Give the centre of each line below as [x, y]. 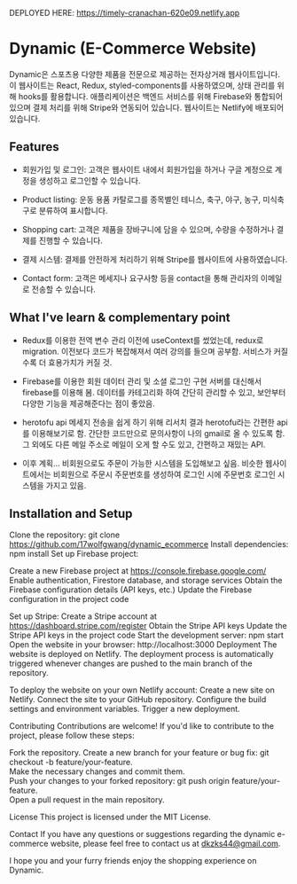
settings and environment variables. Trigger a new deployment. [125, 709]
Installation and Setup [71, 513]
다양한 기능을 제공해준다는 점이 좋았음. [88, 403]
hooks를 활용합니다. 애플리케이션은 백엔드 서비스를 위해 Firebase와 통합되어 [151, 96]
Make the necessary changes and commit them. [97, 771]
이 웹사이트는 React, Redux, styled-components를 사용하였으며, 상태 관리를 [142, 85]
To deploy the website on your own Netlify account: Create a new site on [142, 690]
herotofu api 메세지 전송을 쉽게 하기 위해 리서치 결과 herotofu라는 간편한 [148, 422]
